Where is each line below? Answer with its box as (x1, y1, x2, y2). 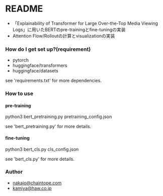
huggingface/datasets (12, 68, 59, 74)
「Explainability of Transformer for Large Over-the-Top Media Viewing (12, 20, 158, 26)
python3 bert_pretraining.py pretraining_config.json (5, 114, 112, 120)
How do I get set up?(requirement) (5, 46, 91, 53)
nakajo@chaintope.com (12, 179, 62, 186)
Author (5, 168, 23, 175)
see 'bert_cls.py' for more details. (5, 156, 74, 162)
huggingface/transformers (12, 62, 67, 68)
